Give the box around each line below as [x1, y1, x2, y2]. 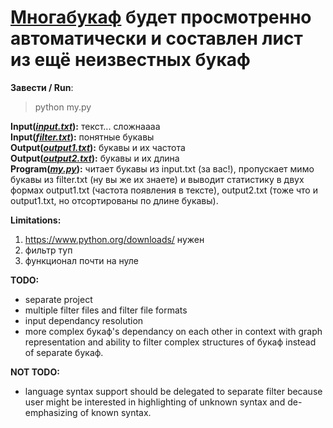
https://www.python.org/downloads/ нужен [24, 233, 205, 245]
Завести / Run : [10, 81, 74, 93]
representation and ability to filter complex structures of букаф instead [24, 336, 317, 348]
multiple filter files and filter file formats [24, 304, 188, 316]
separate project [24, 293, 93, 305]
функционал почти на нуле [24, 254, 140, 266]
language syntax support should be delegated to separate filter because [24, 385, 323, 397]
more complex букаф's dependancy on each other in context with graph [24, 325, 323, 337]
